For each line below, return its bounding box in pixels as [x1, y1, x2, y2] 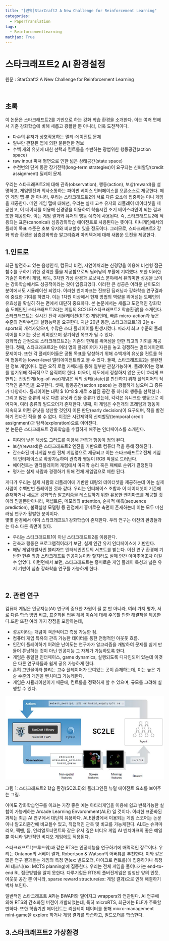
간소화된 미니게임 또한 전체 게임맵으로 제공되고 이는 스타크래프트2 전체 [12, 449, 152, 455]
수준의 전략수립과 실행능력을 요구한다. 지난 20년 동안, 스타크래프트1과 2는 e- [5, 319, 156, 325]
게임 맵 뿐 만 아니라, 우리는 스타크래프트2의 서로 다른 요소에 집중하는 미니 [10, 194, 154, 200]
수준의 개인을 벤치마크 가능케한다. [18, 673, 84, 679]
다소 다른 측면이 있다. [10, 523, 52, 529]
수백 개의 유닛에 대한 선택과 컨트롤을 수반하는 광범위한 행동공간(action [12, 146, 151, 152]
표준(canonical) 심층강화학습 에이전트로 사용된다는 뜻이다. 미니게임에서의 [18, 219, 163, 225]
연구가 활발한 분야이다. [14, 510, 60, 516]
